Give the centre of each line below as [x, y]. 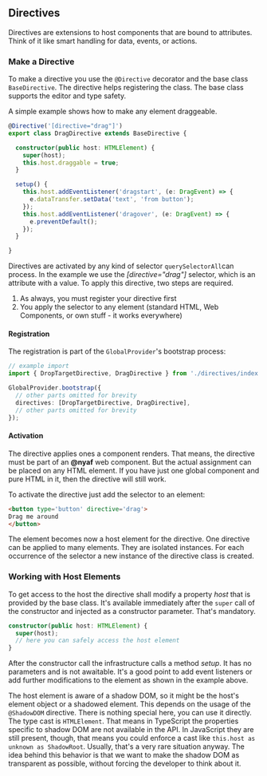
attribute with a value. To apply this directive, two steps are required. [121, 283]
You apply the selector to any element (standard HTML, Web [119, 307]
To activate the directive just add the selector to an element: [107, 494]
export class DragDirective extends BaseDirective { [98, 133]
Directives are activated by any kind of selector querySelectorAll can [121, 266]
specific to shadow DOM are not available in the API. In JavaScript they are [131, 730]
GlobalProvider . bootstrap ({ [55, 388]
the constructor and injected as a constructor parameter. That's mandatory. [132, 611]
